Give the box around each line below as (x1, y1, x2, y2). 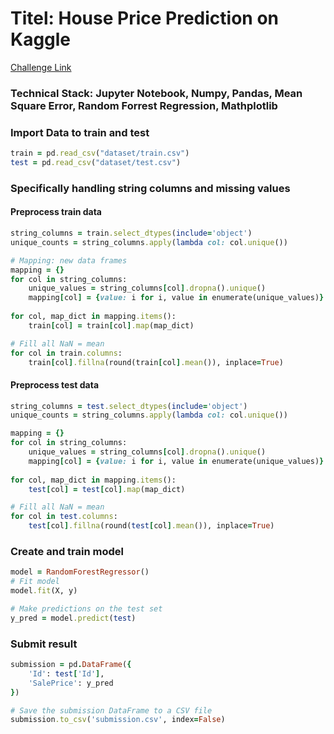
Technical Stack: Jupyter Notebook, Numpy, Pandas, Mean (10, 86, 303, 100)
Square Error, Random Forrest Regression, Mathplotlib (10, 98, 278, 112)
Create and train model (10, 545, 124, 559)
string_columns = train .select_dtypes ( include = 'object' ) (10, 228, 253, 239)
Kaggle (10, 28, 72, 51)
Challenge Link (10, 61, 72, 73)
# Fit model (10, 577, 60, 587)
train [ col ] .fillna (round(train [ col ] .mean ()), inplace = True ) (28, 357, 284, 367)
